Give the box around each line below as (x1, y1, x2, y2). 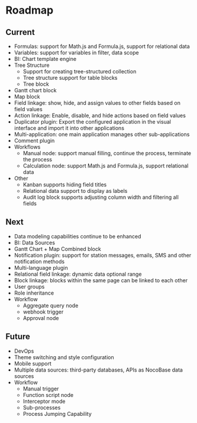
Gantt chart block (14, 87, 57, 93)
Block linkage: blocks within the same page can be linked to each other (14, 276, 188, 284)
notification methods (14, 258, 65, 265)
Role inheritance (14, 289, 54, 296)
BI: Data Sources (14, 239, 56, 246)
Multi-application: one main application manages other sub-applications (14, 131, 190, 138)
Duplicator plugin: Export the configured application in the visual (14, 118, 171, 125)
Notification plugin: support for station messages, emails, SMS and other (14, 251, 192, 259)
